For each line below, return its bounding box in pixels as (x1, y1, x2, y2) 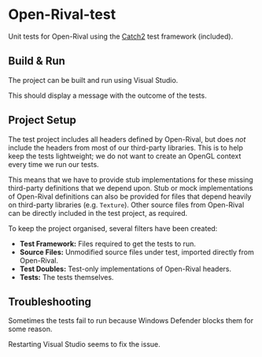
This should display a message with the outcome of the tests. (8, 91, 207, 100)
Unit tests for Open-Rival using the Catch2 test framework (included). (8, 32, 234, 41)
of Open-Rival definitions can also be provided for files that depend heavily (8, 192, 252, 201)
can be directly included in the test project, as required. (8, 208, 188, 218)
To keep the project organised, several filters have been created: (8, 223, 218, 233)
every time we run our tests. (8, 159, 100, 169)
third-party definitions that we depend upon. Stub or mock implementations (8, 183, 253, 192)
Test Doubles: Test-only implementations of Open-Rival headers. (19, 264, 232, 273)
